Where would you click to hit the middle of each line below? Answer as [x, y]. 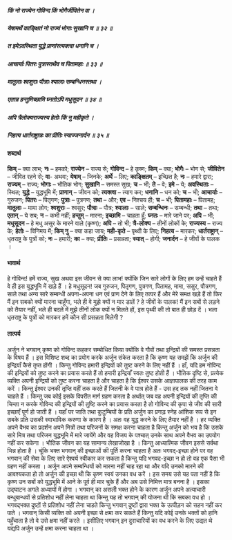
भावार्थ [14, 262]
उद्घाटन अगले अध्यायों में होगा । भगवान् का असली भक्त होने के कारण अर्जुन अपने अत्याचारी [106, 489]
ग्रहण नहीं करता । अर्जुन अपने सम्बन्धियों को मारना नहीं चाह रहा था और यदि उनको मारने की [105, 466]
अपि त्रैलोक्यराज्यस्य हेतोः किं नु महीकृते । [51, 117]
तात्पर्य [14, 334]
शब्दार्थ [14, 153]
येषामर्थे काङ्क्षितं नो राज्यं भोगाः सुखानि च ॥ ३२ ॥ [60, 28]
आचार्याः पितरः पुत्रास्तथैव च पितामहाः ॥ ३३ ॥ [55, 64]
